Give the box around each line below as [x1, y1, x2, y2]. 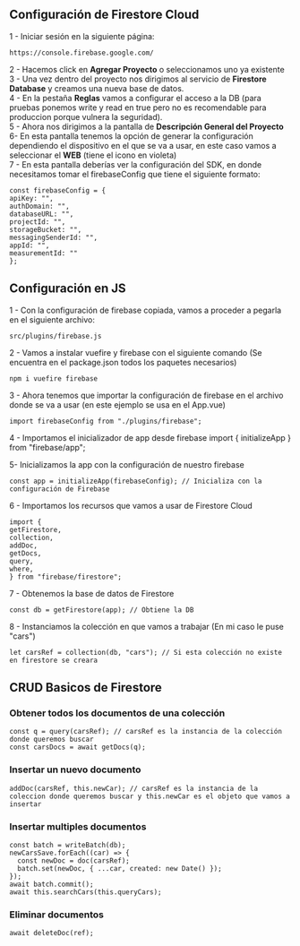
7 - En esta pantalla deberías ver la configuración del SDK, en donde [9, 159, 262, 169]
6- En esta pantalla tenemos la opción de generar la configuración [9, 130, 253, 142]
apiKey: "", [9, 193, 54, 202]
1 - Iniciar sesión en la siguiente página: [9, 30, 155, 41]
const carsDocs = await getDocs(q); [9, 743, 146, 752]
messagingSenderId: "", [9, 233, 99, 242]
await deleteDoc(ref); [9, 929, 94, 938]
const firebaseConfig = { [9, 185, 106, 195]
